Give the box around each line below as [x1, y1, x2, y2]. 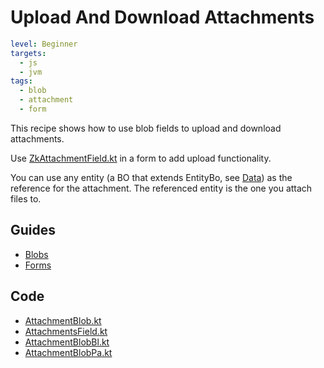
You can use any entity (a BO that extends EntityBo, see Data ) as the [10, 171, 293, 183]
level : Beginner [10, 39, 78, 49]
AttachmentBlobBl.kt [24, 336, 110, 348]
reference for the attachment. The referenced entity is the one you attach [10, 182, 313, 194]
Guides [10, 222, 57, 239]
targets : [10, 48, 47, 58]
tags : [10, 76, 33, 86]
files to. [10, 192, 42, 205]
